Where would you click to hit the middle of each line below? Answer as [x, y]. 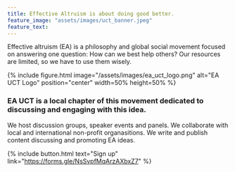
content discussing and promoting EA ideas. [71, 140]
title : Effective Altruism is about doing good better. [91, 14]
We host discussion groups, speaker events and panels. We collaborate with [118, 125]
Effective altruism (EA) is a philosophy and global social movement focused [116, 47]
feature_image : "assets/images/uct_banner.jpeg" [80, 20]
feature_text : [28, 27]
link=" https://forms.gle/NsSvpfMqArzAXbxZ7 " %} [80, 161]
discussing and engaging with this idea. [77, 110]
